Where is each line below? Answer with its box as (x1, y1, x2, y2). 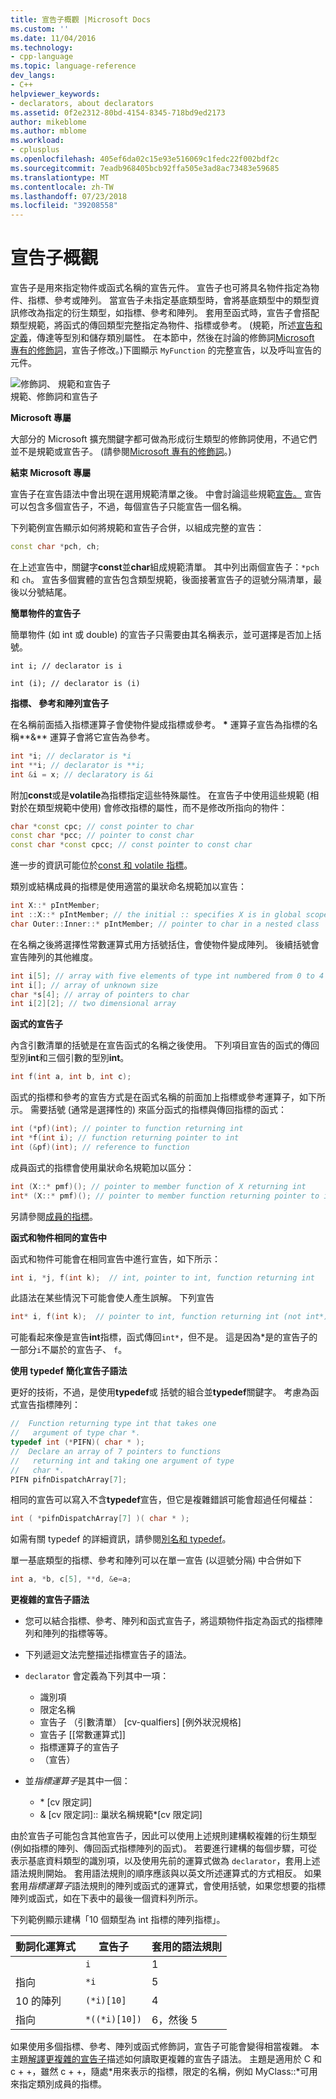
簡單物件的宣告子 (10, 607, 81, 619)
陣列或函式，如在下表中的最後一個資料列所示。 (10, 1892, 203, 1905)
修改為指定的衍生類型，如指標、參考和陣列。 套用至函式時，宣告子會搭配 (18, 307, 320, 319)
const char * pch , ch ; (10, 542, 101, 552)
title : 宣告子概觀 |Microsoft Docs (10, 14, 152, 25)
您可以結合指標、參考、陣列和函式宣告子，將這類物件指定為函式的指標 (24, 1615, 315, 1627)
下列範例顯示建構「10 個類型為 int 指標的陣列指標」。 (10, 1914, 226, 1926)
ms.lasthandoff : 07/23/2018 (10, 191, 128, 201)
